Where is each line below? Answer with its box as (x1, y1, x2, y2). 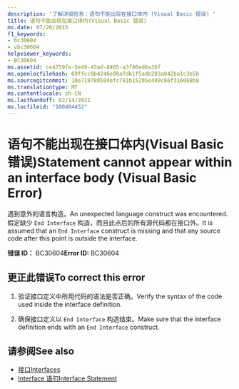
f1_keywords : (7, 30, 46, 38)
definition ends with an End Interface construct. (17, 323, 161, 331)
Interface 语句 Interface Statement (17, 374, 118, 383)
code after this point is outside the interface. (7, 233, 138, 243)
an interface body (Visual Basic (7, 170, 197, 186)
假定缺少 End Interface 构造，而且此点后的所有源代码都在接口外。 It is (7, 218, 213, 227)
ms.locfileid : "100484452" (7, 103, 88, 111)
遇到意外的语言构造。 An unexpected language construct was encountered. (7, 209, 228, 218)
